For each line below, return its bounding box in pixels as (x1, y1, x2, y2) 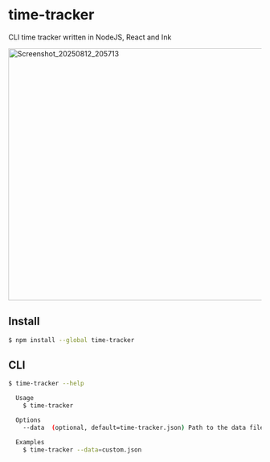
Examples (15, 438, 45, 446)
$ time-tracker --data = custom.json (22, 445, 142, 454)
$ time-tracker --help (8, 380, 84, 388)
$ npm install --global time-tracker (8, 336, 135, 344)
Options (15, 416, 42, 424)
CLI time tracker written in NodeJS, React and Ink (8, 32, 172, 42)
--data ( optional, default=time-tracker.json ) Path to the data (22, 423, 247, 431)
